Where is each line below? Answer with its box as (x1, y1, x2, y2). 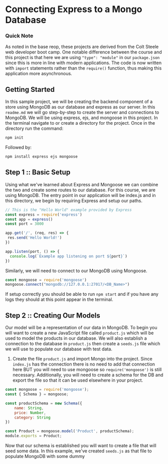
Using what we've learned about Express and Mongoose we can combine (5, 181, 158, 187)
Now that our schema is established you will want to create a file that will (5, 443, 156, 449)
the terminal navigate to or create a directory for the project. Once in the (5, 120, 155, 126)
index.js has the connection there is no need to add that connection (12, 361, 155, 367)
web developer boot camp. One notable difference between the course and (5, 49, 162, 55)
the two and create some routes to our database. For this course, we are (5, 187, 155, 193)
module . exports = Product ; (5, 433, 62, 439)
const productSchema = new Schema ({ (5, 400, 82, 406)
